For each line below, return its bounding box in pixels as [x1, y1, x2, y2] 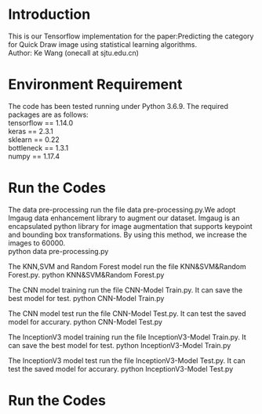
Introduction [8, 5, 91, 24]
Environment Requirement [8, 76, 183, 93]
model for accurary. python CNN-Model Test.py [8, 317, 163, 326]
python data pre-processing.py [8, 246, 109, 256]
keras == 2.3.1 [8, 126, 53, 136]
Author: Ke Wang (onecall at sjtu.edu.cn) [8, 48, 140, 57]
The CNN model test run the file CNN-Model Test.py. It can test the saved [8, 308, 246, 318]
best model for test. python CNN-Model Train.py [8, 293, 165, 303]
